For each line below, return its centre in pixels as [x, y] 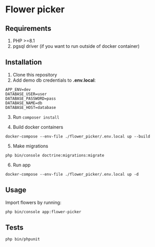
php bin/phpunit [23, 239]
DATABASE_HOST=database [31, 107]
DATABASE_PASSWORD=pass [31, 99]
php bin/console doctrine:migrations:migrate [55, 155]
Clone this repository [35, 74]
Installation [24, 62]
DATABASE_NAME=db [24, 103]
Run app [22, 165]
